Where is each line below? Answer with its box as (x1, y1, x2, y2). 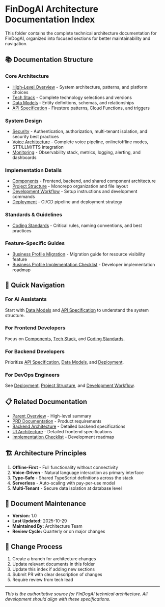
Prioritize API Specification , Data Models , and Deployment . (5, 359, 124, 365)
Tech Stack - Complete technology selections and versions (12, 95, 132, 100)
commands (12, 193, 35, 200)
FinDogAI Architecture (5, 3, 99, 15)
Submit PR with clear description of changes (12, 571, 103, 577)
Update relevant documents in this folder (12, 561, 95, 567)
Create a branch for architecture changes (12, 555, 96, 562)
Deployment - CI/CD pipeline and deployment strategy (12, 199, 123, 205)
